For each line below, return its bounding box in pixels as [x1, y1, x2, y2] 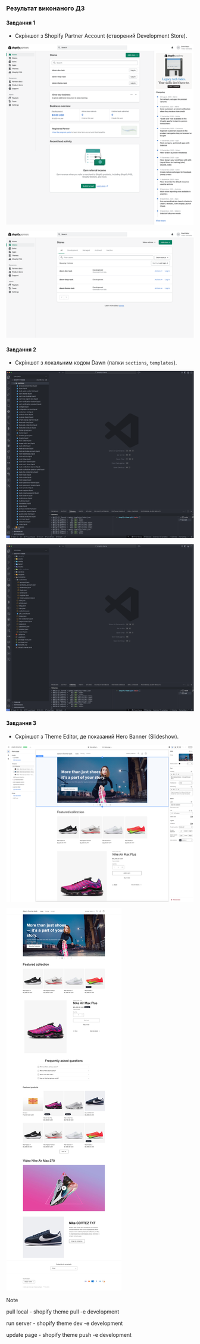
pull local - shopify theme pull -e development [6, 1308, 120, 1315]
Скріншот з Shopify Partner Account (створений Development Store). [14, 32, 187, 39]
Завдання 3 [6, 720, 37, 727]
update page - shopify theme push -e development [6, 1331, 132, 1339]
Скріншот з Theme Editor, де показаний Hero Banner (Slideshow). [14, 733, 179, 740]
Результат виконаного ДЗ [6, 4, 85, 13]
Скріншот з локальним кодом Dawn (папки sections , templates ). [14, 359, 177, 366]
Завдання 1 [6, 19, 36, 26]
